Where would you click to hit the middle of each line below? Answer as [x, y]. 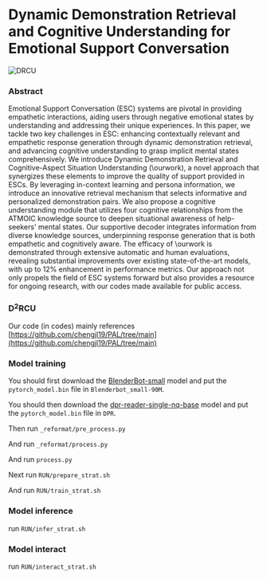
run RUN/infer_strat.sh [47, 528]
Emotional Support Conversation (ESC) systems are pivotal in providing [125, 108]
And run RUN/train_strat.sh [55, 491]
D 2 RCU [22, 307]
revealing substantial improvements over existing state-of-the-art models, [130, 261]
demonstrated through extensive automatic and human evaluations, [119, 252]
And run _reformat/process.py [58, 444]
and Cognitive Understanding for [120, 31]
